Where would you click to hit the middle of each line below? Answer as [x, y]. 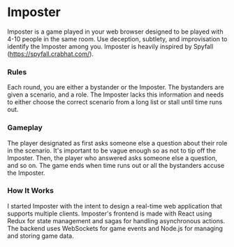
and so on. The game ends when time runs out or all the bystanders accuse [116, 165]
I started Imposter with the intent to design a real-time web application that [115, 206]
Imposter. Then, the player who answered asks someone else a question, [112, 157]
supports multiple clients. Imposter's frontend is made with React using [110, 213]
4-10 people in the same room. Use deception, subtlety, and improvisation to [117, 38]
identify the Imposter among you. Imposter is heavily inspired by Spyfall [110, 46]
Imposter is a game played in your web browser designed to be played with [115, 31]
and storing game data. [41, 236]
